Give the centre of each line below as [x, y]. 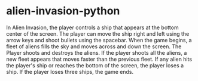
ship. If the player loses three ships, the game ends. [70, 71]
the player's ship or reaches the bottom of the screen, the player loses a [95, 65]
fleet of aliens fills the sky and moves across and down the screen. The [94, 46]
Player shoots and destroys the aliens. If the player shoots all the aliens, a [97, 52]
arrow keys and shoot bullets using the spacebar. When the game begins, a [99, 40]
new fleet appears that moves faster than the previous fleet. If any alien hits [99, 59]
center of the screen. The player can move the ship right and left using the [98, 33]
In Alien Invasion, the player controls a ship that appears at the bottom [92, 27]
